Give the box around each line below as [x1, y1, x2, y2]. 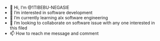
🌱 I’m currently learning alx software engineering [9, 15, 109, 20]
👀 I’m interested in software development [9, 10, 93, 15]
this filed [9, 25, 28, 31]
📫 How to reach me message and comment [9, 30, 99, 36]
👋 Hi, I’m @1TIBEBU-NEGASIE [9, 5, 69, 10]
